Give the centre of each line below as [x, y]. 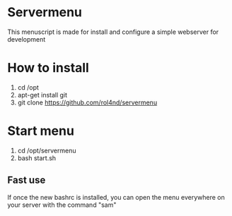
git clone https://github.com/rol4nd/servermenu [87, 102]
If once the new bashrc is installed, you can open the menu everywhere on [116, 197]
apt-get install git [42, 95]
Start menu [41, 131]
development [27, 39]
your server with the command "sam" [62, 205]
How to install [48, 68]
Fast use [27, 180]
